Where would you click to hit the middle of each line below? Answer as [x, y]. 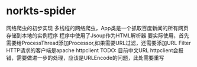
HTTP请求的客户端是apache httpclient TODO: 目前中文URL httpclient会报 [95, 50]
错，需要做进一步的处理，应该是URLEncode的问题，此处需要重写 [85, 58]
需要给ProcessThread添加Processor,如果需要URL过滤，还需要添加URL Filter [98, 43]
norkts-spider [41, 11]
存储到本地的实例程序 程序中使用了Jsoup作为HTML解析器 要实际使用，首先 [98, 35]
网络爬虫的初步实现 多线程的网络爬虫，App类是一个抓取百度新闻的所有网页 [97, 28]
